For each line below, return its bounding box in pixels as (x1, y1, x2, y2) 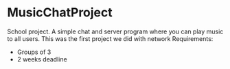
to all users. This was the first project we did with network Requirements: (7, 34, 214, 42)
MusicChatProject (7, 5, 113, 20)
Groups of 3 (16, 48, 51, 56)
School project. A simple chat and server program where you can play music (7, 27, 224, 36)
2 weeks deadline (16, 55, 67, 63)
